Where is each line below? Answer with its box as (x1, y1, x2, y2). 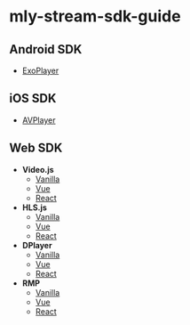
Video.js (21, 164, 55, 175)
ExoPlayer (21, 65, 59, 76)
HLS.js (21, 202, 47, 213)
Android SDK (9, 42, 83, 57)
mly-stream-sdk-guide (9, 6, 181, 27)
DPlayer (21, 240, 52, 250)
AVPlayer (21, 114, 56, 126)
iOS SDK (9, 91, 57, 106)
